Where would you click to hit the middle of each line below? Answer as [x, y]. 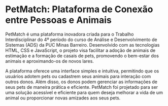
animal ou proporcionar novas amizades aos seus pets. [63, 98]
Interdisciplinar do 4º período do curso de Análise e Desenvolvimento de [81, 40]
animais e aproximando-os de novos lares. [49, 61]
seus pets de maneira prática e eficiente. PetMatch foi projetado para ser [82, 87]
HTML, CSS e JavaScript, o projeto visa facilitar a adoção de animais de [80, 50]
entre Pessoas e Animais [58, 20]
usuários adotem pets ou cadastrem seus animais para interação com [78, 76]
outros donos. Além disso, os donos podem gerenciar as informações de [81, 82]
